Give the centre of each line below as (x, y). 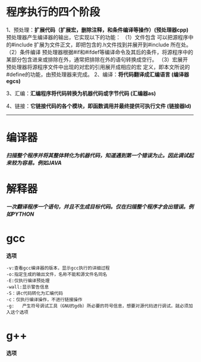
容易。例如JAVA (42, 163)
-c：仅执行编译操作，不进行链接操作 (44, 300)
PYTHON (23, 214)
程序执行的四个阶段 (53, 12)
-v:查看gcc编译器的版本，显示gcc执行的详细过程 (58, 268)
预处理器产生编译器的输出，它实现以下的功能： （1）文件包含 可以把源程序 (97, 37)
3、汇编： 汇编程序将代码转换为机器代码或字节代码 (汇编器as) (81, 93)
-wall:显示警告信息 (28, 287)
